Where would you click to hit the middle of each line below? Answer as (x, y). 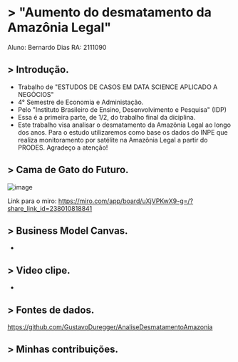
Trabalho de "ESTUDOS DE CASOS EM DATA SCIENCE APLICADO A (118, 87)
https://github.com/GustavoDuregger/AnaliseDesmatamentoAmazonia (110, 327)
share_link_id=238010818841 (50, 208)
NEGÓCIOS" (36, 94)
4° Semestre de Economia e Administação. (81, 102)
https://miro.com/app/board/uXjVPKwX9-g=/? (126, 201)
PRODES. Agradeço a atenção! (63, 148)
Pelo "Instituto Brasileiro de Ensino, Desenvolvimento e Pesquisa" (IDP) (122, 109)
